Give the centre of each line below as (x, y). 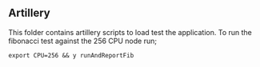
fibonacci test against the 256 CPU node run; (83, 41)
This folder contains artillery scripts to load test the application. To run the (130, 32)
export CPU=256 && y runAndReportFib (71, 55)
